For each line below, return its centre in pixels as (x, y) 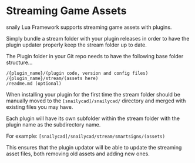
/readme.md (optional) (34, 84)
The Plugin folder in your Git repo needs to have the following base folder (95, 56)
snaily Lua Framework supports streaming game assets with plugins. (89, 27)
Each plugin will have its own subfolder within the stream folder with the (93, 118)
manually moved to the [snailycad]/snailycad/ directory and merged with (96, 101)
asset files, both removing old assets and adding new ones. (78, 154)
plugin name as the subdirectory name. (53, 124)
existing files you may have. (40, 107)
